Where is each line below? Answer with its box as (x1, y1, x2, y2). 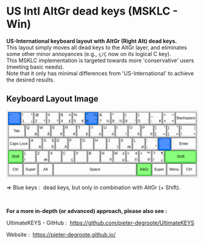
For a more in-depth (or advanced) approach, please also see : (6, 207, 167, 214)
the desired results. (6, 76, 55, 83)
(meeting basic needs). (6, 63, 65, 71)
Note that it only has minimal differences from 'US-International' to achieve (6, 69, 194, 77)
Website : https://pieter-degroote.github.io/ (6, 231, 116, 238)
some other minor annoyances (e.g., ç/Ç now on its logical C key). (6, 50, 172, 57)
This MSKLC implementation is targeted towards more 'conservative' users (6, 57, 194, 64)
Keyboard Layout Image (6, 94, 99, 104)
